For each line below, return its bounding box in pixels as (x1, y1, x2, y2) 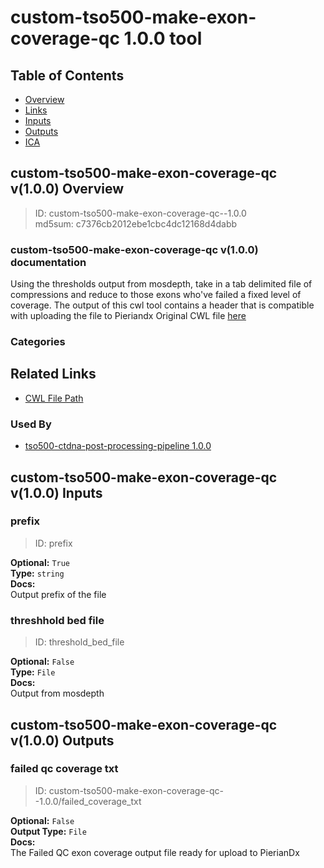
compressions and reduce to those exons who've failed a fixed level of (10, 289, 302, 301)
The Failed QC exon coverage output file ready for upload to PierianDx (10, 846, 300, 858)
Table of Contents (10, 67, 125, 84)
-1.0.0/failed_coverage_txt (34, 795, 142, 807)
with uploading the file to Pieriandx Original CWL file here (10, 310, 247, 322)
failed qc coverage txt (10, 762, 119, 776)
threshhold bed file (10, 613, 105, 627)
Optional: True (10, 556, 71, 568)
